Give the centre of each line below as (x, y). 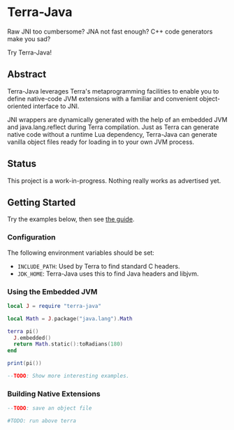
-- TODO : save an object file (50, 408)
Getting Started (42, 202)
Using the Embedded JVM (52, 292)
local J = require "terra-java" (54, 306)
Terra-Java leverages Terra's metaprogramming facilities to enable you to (113, 91)
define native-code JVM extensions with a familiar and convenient (102, 98)
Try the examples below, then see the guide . (71, 219)
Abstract (27, 74)
